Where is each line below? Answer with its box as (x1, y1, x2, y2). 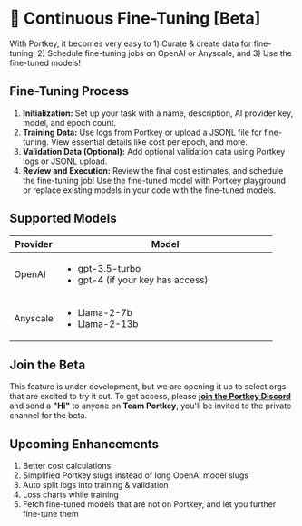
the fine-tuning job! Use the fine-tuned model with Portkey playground (22, 175, 287, 186)
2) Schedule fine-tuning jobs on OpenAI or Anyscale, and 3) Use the (37, 47, 293, 58)
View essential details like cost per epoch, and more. (51, 136, 248, 148)
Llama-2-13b (77, 317, 139, 330)
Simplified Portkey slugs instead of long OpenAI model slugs (22, 470, 249, 481)
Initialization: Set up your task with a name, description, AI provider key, (22, 108, 294, 119)
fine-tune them (22, 509, 79, 520)
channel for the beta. (9, 410, 88, 421)
